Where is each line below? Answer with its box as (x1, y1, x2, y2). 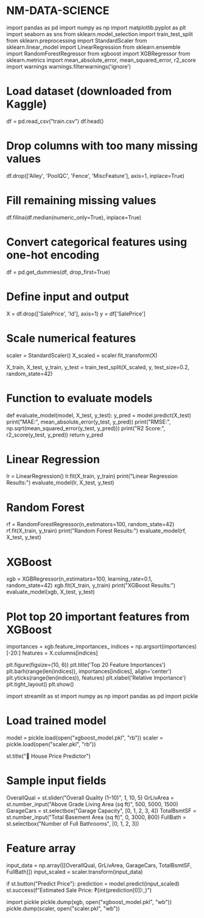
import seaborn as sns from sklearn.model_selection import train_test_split (6, 30, 193, 37)
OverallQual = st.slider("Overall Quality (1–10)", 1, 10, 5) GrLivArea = (6, 794, 175, 801)
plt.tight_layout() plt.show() (6, 681, 74, 688)
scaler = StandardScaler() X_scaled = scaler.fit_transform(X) (6, 351, 158, 359)
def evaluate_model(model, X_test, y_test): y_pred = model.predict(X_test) (6, 411, 192, 419)
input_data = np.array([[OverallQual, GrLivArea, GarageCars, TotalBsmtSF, (6, 862, 192, 869)
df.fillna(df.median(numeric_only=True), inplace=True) (6, 213, 142, 221)
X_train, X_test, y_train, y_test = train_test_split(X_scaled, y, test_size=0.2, (6, 363, 190, 370)
